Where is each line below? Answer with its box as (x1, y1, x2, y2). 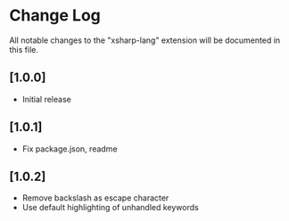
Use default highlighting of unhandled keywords (21, 202, 199, 213)
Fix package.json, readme (21, 143, 118, 154)
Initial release (21, 94, 71, 104)
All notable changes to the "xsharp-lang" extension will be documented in (9, 35, 281, 45)
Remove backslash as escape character (21, 192, 169, 203)
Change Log (9, 5, 101, 26)
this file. (9, 44, 38, 54)
